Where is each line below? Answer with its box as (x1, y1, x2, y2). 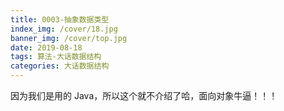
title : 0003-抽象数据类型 (10, 14, 110, 25)
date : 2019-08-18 (10, 42, 83, 53)
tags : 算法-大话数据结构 (10, 52, 102, 62)
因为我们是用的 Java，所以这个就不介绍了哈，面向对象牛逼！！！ (10, 90, 278, 101)
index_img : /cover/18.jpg (10, 24, 118, 34)
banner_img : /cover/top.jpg (10, 33, 128, 43)
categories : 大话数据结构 (10, 61, 110, 71)
